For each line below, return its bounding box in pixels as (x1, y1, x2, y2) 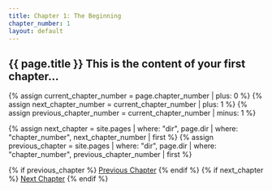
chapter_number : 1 (8, 19, 71, 28)
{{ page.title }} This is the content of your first (8, 57, 246, 70)
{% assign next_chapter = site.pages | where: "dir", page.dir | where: (8, 124, 239, 134)
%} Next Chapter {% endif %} (8, 174, 109, 184)
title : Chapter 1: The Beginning (8, 11, 122, 20)
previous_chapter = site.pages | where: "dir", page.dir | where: (8, 141, 217, 151)
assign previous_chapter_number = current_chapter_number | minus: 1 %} (8, 108, 257, 118)
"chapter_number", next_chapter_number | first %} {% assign (8, 133, 214, 142)
